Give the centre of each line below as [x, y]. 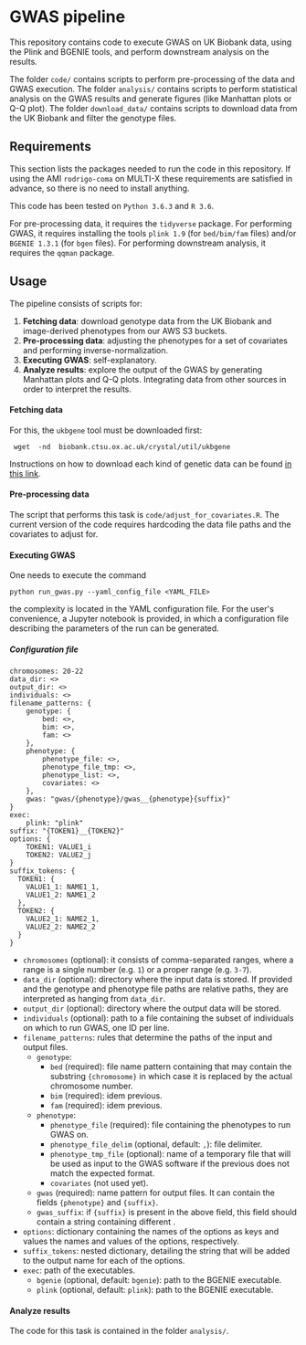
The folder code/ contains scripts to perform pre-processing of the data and [152, 79]
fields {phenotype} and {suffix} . [97, 1203]
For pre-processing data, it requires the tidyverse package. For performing [151, 223]
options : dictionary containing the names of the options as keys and [151, 1232]
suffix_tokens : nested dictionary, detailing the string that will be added [156, 1251]
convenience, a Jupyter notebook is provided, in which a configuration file [149, 619]
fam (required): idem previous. [106, 1106]
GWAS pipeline [68, 17]
